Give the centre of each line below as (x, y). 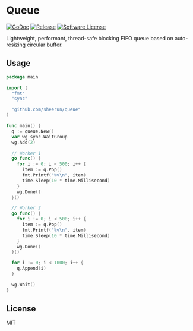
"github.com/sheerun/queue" (46, 110)
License (21, 309)
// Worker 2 (26, 208)
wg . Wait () (23, 285)
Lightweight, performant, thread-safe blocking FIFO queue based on (90, 38)
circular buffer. (45, 45)
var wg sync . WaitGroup (39, 137)
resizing (16, 45)
